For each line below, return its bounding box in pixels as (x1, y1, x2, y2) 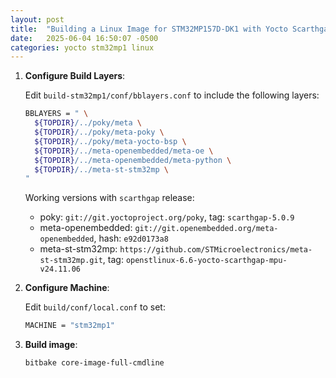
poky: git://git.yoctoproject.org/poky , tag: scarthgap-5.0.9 (39, 211, 295, 223)
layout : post (10, 14, 65, 25)
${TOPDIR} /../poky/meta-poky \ (34, 127, 165, 137)
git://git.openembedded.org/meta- (134, 224, 279, 234)
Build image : (24, 339, 78, 351)
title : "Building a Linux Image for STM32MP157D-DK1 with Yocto (10, 24, 288, 34)
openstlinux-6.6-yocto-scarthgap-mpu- (125, 256, 288, 266)
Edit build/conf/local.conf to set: (24, 301, 166, 313)
